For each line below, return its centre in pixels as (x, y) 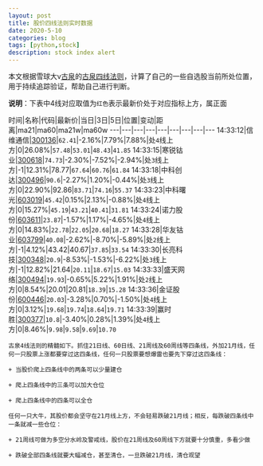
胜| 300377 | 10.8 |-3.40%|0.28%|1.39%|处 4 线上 (84, 319)
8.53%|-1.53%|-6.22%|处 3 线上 (116, 259)
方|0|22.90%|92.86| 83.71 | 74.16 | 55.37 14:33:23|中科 (94, 190)
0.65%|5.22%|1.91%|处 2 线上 (116, 279)
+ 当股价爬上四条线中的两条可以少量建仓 (65, 370)
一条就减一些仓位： (35, 425)
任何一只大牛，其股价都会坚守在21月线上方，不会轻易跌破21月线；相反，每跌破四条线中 (131, 416)
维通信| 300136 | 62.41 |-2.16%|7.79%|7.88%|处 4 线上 (91, 140)
